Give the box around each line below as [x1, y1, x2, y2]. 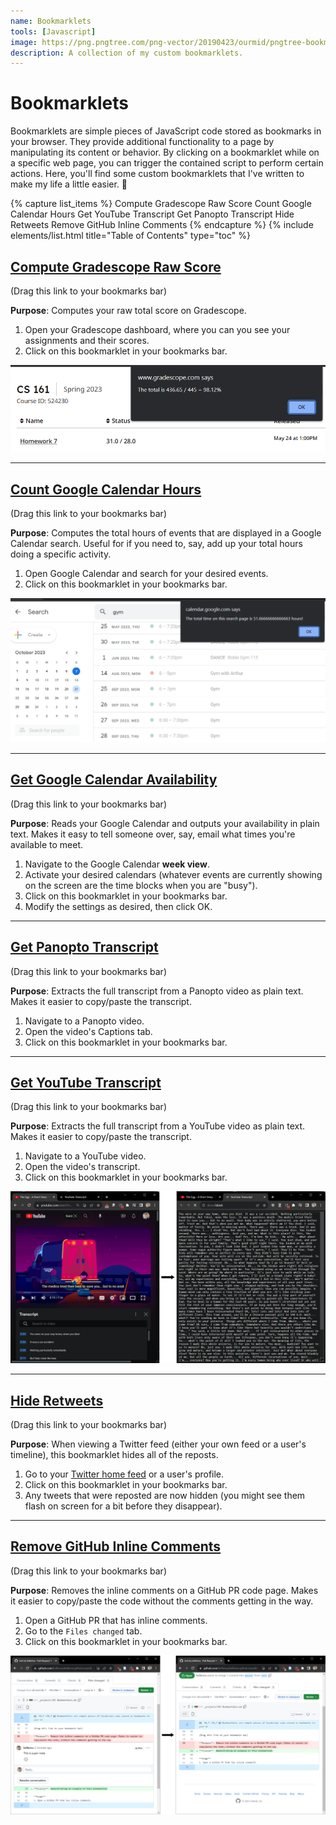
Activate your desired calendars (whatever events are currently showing [24, 868, 323, 880]
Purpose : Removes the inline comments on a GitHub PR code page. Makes [10, 1584, 319, 1596]
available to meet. [10, 838, 83, 850]
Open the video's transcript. [24, 1161, 141, 1173]
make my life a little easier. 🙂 [10, 178, 128, 190]
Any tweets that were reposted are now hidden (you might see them [24, 1489, 306, 1501]
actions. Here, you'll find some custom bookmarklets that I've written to [10, 168, 305, 180]
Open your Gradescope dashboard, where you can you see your [24, 324, 291, 335]
